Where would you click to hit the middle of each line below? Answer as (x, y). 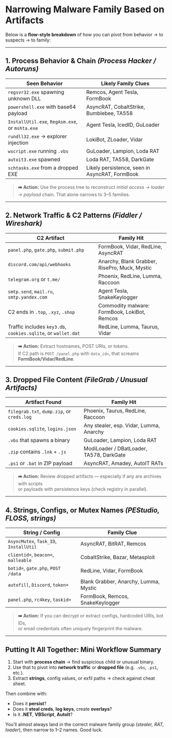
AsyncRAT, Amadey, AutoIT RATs (124, 464)
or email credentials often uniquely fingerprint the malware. (80, 629)
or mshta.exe (23, 128)
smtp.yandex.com (28, 297)
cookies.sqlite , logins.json (42, 429)
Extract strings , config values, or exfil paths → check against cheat (84, 678)
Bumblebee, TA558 (110, 113)
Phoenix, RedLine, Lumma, (130, 276)
